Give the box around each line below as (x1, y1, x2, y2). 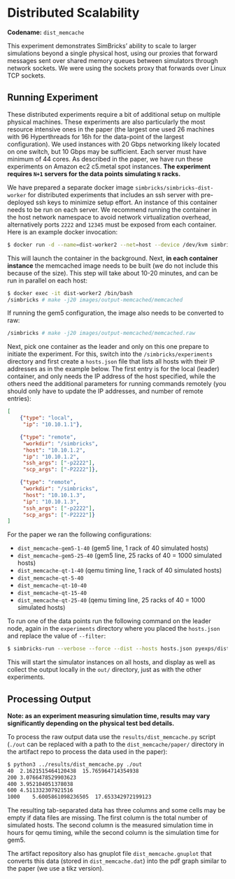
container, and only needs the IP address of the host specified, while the (7, 372, 216, 380)
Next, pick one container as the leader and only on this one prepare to (7, 343, 209, 351)
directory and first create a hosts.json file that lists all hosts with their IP (7, 357, 215, 366)
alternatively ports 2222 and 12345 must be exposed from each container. (7, 220, 217, 229)
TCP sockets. (7, 71, 45, 80)
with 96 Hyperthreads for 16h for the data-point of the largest (7, 132, 184, 141)
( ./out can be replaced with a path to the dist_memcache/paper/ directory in (7, 740, 225, 748)
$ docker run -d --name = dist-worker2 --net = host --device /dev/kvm (7, 241, 208, 248)
